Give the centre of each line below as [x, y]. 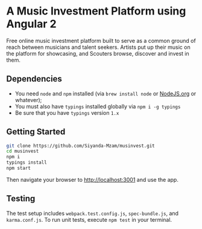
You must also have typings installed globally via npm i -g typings [98, 106]
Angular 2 [31, 24]
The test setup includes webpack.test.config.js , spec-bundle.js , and [93, 213]
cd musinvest [23, 151]
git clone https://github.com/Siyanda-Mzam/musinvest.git [80, 146]
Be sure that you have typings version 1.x [67, 112]
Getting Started [36, 132]
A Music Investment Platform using [96, 11]
